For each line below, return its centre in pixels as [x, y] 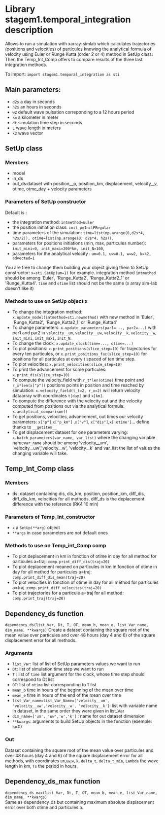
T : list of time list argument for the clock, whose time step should [78, 674]
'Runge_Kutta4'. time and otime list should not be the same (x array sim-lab [81, 283]
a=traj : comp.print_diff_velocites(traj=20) [57, 588]
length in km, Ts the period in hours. [41, 766]
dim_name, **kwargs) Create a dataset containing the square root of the [77, 630]
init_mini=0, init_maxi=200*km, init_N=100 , [58, 248]
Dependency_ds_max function [53, 782]
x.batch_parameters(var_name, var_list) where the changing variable [84, 438]
